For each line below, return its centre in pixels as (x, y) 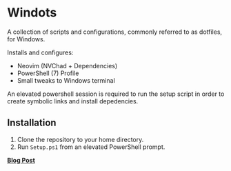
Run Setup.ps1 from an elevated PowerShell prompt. (91, 147)
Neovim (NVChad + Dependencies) (67, 66)
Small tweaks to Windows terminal (66, 80)
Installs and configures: (40, 52)
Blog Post (21, 160)
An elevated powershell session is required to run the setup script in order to (116, 94)
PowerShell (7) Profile (48, 73)
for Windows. (26, 39)
